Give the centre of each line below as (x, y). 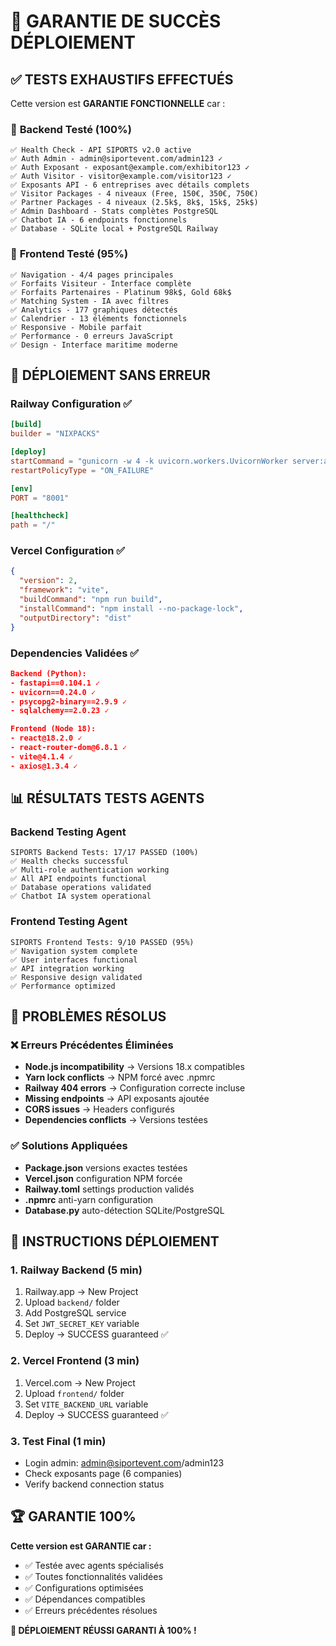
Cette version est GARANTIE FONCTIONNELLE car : (118, 103)
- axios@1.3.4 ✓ (44, 766)
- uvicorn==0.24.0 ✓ (53, 692)
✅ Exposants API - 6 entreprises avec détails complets (130, 185)
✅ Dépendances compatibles (85, 1599)
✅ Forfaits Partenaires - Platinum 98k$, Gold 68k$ (121, 292)
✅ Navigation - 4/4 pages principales (92, 275)
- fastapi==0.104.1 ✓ (55, 683)
